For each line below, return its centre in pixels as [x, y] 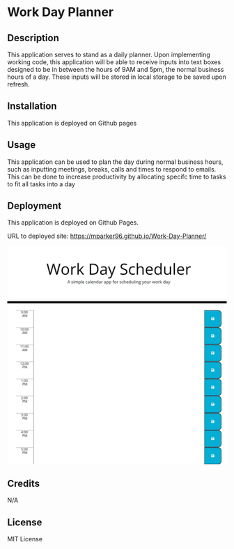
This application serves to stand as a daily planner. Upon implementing [109, 54]
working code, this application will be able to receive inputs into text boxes [114, 62]
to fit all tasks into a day [41, 184]
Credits [24, 483]
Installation [32, 106]
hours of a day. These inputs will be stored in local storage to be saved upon [117, 77]
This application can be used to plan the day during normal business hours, [115, 162]
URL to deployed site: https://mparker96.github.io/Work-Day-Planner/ [107, 236]
